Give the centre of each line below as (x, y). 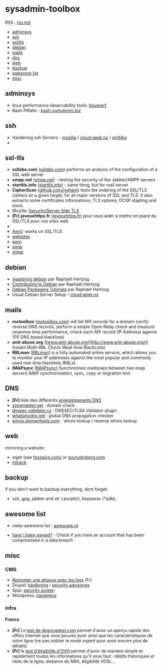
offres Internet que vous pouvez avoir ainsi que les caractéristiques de (82, 635)
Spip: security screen (33, 590)
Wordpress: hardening (34, 595)
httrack (19, 462)
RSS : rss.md (18, 22)
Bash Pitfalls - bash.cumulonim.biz (46, 110)
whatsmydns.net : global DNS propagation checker (63, 415)
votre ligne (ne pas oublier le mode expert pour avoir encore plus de (80, 641)
